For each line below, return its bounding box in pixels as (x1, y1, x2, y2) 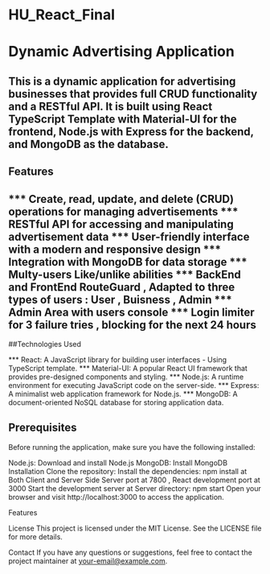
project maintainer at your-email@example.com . (8, 555, 168, 565)
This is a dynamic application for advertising (8, 74, 236, 88)
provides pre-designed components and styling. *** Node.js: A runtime (8, 372, 244, 382)
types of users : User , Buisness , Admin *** (8, 292, 233, 307)
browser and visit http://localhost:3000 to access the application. (8, 492, 225, 502)
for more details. (8, 531, 63, 541)
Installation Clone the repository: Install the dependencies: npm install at (8, 466, 247, 476)
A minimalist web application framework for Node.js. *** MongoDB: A (8, 389, 239, 398)
